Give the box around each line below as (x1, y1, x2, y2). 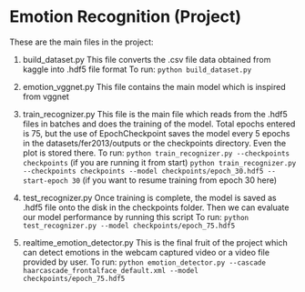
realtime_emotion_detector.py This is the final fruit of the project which (22, 237, 289, 247)
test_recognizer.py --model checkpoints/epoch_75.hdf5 (22, 221, 236, 230)
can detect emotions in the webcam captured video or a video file (22, 247, 270, 257)
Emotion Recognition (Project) (9, 6, 242, 27)
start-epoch (22, 176, 68, 186)
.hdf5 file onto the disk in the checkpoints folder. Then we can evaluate (22, 202, 290, 213)
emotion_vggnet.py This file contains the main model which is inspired (22, 81, 286, 92)
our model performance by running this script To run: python (22, 211, 249, 222)
